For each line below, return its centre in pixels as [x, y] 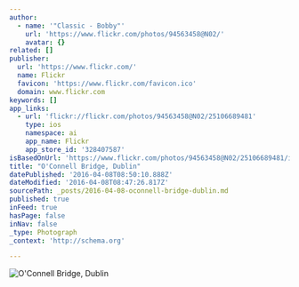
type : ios [44, 125]
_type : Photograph [43, 232]
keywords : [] [33, 100]
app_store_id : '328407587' [75, 149]
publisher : [29, 59]
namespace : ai [51, 133]
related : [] [31, 51]
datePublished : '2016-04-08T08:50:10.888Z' [91, 174]
